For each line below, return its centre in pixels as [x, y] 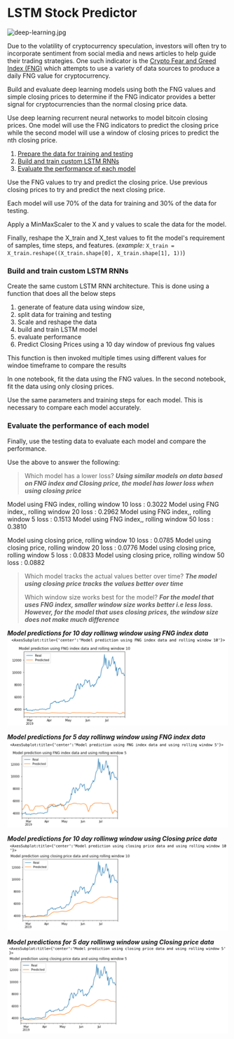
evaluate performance [49, 337]
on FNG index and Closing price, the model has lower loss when [119, 483]
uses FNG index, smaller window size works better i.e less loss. [118, 604]
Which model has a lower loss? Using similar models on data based [123, 475]
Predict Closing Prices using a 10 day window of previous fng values [116, 344]
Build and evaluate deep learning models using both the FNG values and [111, 89]
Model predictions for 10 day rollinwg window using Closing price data [112, 838]
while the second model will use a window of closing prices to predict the [113, 133]
